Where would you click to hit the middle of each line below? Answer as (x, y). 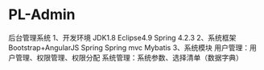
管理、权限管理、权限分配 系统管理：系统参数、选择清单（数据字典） (129, 57)
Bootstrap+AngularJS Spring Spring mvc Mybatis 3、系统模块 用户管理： (129, 47)
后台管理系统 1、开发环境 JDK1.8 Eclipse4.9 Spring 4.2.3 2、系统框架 (122, 37)
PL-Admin (42, 15)
